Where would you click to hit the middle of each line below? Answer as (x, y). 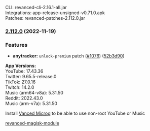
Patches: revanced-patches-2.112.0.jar (45, 18)
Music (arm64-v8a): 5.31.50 (34, 93)
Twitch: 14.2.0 (20, 87)
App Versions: (21, 66)
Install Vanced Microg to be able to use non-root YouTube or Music (75, 113)
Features (16, 45)
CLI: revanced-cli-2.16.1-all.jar (36, 7)
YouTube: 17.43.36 (24, 71)
